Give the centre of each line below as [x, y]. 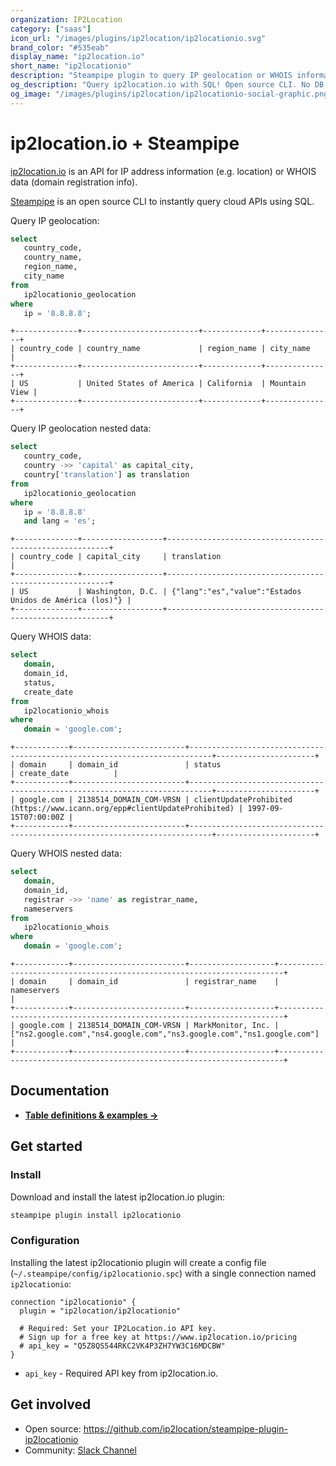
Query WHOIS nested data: [66, 853]
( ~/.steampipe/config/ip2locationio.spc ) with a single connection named [163, 1273]
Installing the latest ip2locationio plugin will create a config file [138, 1262]
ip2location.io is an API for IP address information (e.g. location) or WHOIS [163, 171]
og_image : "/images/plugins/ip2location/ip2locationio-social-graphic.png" [171, 94]
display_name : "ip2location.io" [77, 57]
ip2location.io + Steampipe [125, 143]
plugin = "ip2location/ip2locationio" [100, 1311]
